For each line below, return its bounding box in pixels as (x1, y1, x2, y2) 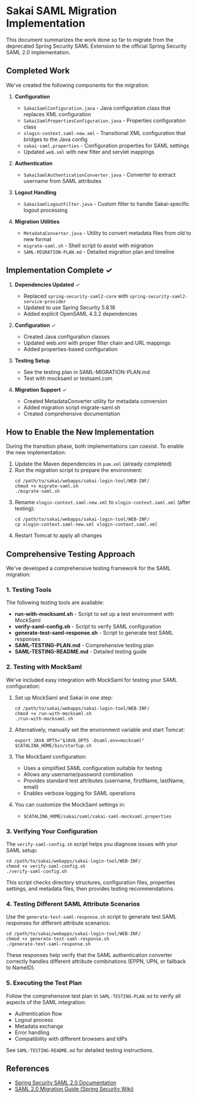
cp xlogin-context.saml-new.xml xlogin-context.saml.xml (14, 522, 158, 527)
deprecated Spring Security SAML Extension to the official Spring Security (6, 42, 187, 50)
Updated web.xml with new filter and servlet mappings (23, 148, 155, 155)
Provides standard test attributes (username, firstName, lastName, (23, 777, 185, 784)
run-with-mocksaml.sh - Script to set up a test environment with (14, 611, 174, 618)
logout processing (23, 207, 68, 214)
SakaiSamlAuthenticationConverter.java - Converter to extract (23, 171, 176, 178)
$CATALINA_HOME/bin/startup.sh (14, 742, 92, 749)
